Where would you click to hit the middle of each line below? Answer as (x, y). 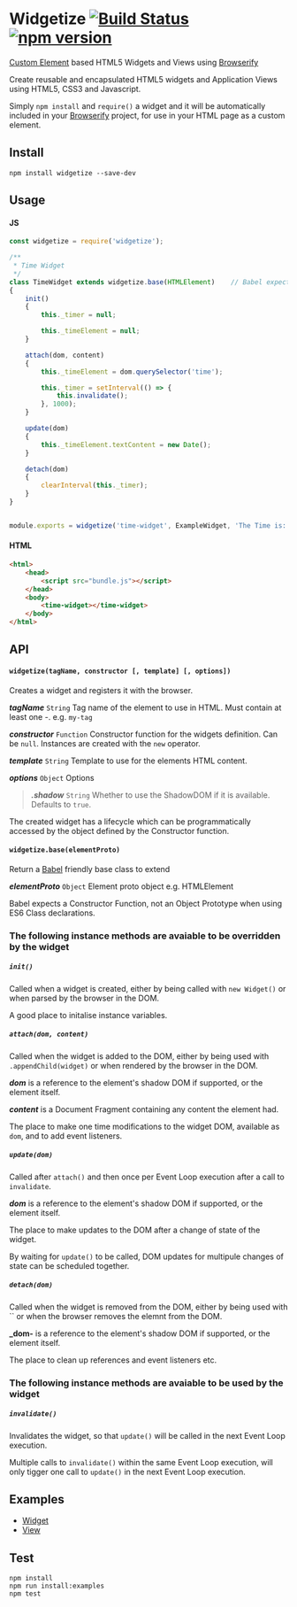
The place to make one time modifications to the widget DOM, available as (145, 1126)
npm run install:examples (57, 1586)
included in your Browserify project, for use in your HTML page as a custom (147, 115)
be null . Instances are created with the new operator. (105, 743)
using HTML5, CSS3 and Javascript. (75, 89)
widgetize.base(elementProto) (65, 850)
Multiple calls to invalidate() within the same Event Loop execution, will (141, 1462)
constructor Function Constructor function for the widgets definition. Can (144, 734)
